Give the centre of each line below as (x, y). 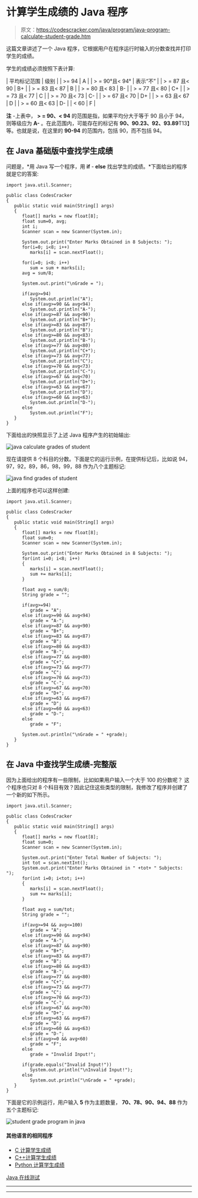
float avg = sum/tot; (48, 909)
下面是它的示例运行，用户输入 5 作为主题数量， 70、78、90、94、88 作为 (97, 1102)
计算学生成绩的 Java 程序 (67, 12)
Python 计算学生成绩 (39, 1165)
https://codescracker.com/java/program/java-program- (103, 30)
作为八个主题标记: (104, 466)
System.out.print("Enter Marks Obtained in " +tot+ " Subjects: (102, 868)
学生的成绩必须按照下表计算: (41, 68)
